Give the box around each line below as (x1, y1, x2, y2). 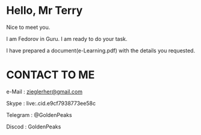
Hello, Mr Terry (6, 4, 83, 17)
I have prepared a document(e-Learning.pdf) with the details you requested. (6, 46, 196, 54)
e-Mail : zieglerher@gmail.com (6, 88, 83, 95)
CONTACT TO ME (6, 68, 95, 82)
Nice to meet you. (6, 24, 51, 31)
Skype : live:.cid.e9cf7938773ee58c (6, 99, 96, 107)
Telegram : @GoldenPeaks (6, 111, 72, 118)
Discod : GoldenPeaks (6, 123, 61, 130)
